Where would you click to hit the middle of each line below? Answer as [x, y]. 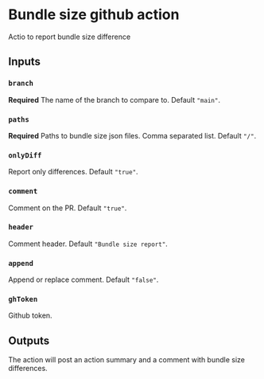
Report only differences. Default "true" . [73, 172]
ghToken [23, 299]
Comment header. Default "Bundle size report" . [88, 244]
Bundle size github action [94, 15]
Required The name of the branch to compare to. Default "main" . [115, 100]
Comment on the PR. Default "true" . [68, 208]
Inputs [25, 62]
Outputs [29, 340]
